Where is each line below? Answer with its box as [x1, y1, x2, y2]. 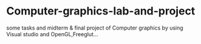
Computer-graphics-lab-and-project [6, 4, 196, 18]
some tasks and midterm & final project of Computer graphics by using [6, 24, 183, 31]
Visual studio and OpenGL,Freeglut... [6, 30, 98, 37]
